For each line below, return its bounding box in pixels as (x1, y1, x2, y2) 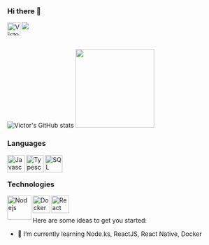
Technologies (7, 179, 55, 189)
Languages (7, 139, 47, 149)
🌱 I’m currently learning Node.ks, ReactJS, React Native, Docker (17, 230, 202, 238)
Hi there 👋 (7, 6, 42, 16)
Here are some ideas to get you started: (32, 216, 147, 224)
